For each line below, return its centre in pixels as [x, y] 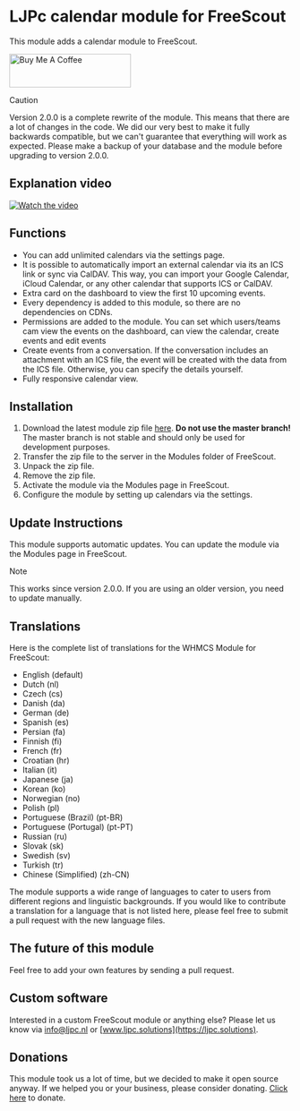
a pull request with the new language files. [87, 920]
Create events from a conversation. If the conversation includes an [145, 350]
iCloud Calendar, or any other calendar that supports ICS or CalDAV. [147, 283]
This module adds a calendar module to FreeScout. [103, 41]
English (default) [52, 675]
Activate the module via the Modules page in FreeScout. [126, 485]
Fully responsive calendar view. [80, 379]
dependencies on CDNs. [68, 312]
